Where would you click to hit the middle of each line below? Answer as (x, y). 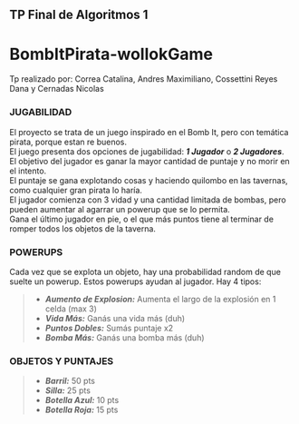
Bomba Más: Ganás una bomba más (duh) (125, 337)
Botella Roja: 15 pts (82, 410)
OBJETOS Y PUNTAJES (62, 360)
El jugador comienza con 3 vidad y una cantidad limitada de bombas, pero (148, 200)
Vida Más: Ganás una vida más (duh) (115, 318)
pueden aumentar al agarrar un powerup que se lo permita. (120, 209)
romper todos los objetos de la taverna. (83, 228)
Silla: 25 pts (68, 390)
